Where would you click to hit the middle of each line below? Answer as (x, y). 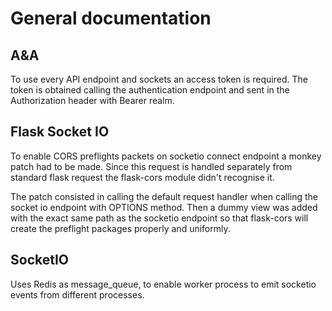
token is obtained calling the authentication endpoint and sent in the (150, 90)
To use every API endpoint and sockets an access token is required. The (159, 79)
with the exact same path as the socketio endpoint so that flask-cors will (159, 218)
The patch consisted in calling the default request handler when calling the (164, 196)
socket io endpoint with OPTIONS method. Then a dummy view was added (164, 207)
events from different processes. (77, 294)
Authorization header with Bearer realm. (92, 100)
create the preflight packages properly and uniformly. (120, 228)
